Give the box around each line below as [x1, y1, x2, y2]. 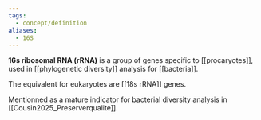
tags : [8, 11, 26, 20]
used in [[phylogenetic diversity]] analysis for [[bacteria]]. [8, 64, 199, 74]
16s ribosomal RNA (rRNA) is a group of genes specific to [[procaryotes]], [8, 56, 254, 65]
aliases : [8, 26, 38, 34]
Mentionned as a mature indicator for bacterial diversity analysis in [8, 95, 227, 104]
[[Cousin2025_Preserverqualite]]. [8, 103, 118, 113]
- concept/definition [15, 19, 88, 27]
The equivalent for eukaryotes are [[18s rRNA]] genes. [8, 79, 186, 89]
